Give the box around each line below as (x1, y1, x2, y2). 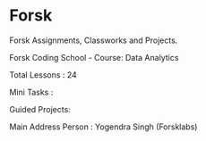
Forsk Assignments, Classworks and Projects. (9, 35, 178, 46)
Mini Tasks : (9, 87, 54, 97)
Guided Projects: (9, 104, 72, 114)
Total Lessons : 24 (9, 69, 78, 80)
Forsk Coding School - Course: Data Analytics (9, 52, 179, 62)
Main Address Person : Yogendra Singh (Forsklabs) (9, 121, 198, 132)
